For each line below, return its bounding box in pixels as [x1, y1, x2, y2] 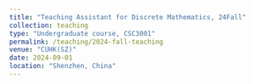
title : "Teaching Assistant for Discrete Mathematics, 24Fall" [9, 12, 247, 22]
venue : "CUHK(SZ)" [9, 45, 77, 54]
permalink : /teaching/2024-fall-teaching [9, 37, 164, 46]
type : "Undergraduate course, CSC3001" [9, 29, 156, 38]
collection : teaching [9, 21, 89, 30]
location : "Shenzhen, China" [9, 62, 116, 71]
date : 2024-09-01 [9, 53, 73, 62]
